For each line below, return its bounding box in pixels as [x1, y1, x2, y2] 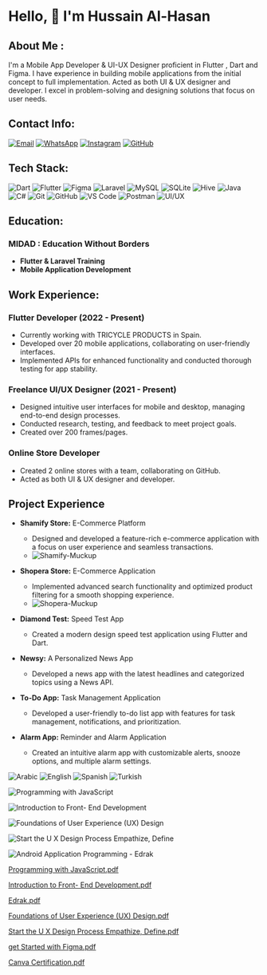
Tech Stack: [8, 161, 69, 175]
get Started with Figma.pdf [8, 942, 96, 952]
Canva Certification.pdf [8, 957, 85, 967]
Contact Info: [8, 117, 76, 131]
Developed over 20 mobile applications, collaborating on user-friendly [19, 339, 250, 348]
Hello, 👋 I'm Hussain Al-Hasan [8, 7, 211, 26]
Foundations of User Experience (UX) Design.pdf [8, 911, 170, 921]
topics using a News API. [31, 678, 114, 688]
